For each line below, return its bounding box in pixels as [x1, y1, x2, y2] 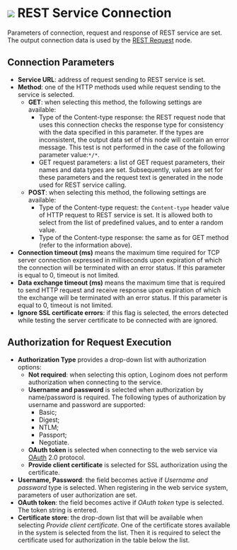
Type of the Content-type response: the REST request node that [38, 113, 226, 121]
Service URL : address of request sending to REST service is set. [17, 75, 206, 84]
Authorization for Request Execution [7, 336, 172, 348]
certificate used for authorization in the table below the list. [17, 536, 190, 544]
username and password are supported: [28, 400, 146, 408]
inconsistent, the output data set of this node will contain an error [38, 135, 230, 144]
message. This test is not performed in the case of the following [38, 143, 225, 151]
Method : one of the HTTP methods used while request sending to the [17, 83, 221, 91]
